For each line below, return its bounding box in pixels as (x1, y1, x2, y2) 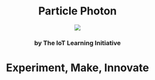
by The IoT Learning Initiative (34, 38, 121, 47)
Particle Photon (38, 4, 117, 18)
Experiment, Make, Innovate (5, 61, 150, 75)
